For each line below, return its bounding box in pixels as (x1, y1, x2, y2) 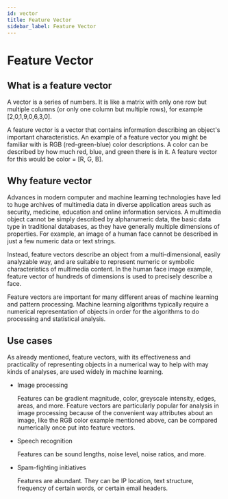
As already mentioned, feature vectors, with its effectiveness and (7, 353, 191, 361)
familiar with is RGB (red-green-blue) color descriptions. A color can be (7, 140, 209, 148)
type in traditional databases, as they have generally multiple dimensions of (7, 223, 220, 231)
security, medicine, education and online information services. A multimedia (7, 208, 221, 217)
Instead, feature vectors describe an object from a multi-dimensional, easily (7, 250, 221, 258)
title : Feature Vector (7, 16, 72, 23)
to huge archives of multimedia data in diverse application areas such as (7, 201, 212, 209)
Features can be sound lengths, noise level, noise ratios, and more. (16, 450, 207, 458)
